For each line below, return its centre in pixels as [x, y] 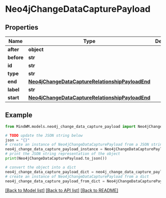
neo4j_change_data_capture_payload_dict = [49, 172]
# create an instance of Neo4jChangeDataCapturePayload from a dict [77, 176]
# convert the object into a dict [41, 167]
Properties [22, 27]
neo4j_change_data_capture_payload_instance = [54, 149]
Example [19, 115]
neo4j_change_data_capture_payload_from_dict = [55, 181]
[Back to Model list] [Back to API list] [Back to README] [62, 191]
